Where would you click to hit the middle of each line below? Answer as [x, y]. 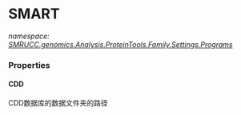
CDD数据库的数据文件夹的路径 [58, 103]
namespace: [29, 36]
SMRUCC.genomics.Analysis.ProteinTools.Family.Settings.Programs [120, 44]
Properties [29, 65]
